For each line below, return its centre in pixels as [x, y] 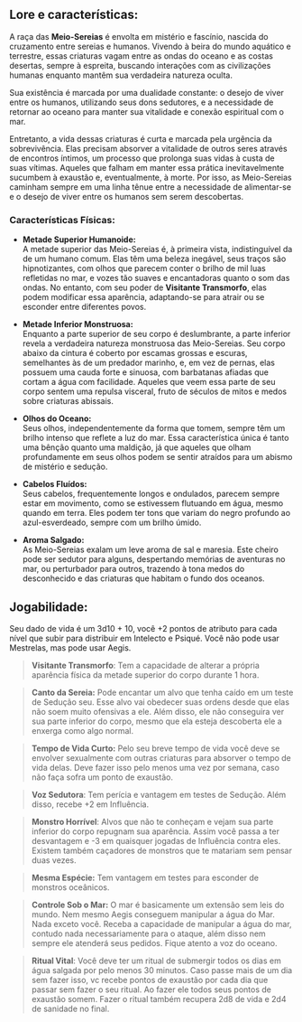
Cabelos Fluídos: [55, 484]
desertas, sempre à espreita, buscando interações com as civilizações [140, 65]
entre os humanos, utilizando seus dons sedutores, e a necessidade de [142, 102]
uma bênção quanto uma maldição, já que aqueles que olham [137, 447]
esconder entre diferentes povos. [84, 307]
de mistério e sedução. [65, 467]
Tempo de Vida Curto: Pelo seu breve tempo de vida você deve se [156, 748]
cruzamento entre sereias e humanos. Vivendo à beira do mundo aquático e [150, 46]
